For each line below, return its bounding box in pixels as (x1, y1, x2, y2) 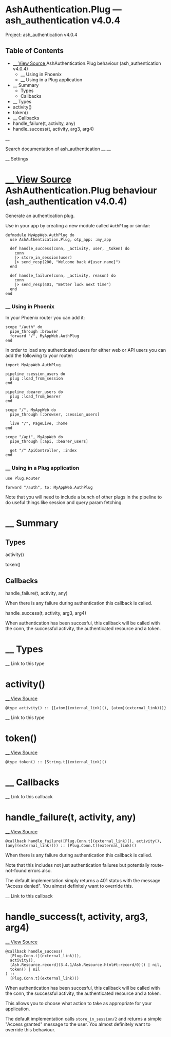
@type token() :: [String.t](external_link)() (5, 759, 107, 764)
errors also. (27, 867, 52, 873)
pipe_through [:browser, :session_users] (10, 412, 100, 417)
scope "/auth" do (5, 324, 43, 330)
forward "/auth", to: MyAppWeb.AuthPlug (5, 485, 93, 490)
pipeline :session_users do (5, 371, 66, 377)
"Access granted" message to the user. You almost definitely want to (5, 1021, 150, 1027)
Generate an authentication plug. (5, 212, 75, 219)
